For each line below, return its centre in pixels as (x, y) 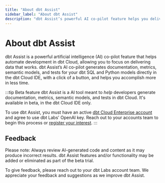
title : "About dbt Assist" (33, 10)
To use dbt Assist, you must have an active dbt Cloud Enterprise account (79, 112)
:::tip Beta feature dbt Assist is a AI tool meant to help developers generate (80, 92)
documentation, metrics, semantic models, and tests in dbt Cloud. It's (75, 98)
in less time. (17, 83)
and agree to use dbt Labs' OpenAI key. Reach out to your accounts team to (82, 118)
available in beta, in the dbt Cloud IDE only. (48, 103)
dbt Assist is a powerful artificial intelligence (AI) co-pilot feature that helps (81, 57)
